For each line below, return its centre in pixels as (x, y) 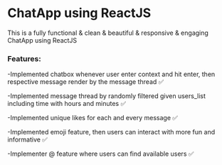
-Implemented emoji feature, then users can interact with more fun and (111, 132)
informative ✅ (27, 139)
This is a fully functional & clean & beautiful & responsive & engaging (108, 33)
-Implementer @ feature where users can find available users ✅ (101, 154)
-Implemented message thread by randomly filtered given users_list (107, 96)
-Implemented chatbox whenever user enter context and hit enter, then (111, 74)
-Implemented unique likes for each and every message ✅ (92, 118)
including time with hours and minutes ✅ (67, 104)
